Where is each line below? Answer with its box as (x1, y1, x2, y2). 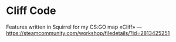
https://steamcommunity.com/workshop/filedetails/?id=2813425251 (6, 29, 170, 36)
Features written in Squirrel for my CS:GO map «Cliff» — (6, 23, 143, 30)
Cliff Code (6, 4, 56, 17)
